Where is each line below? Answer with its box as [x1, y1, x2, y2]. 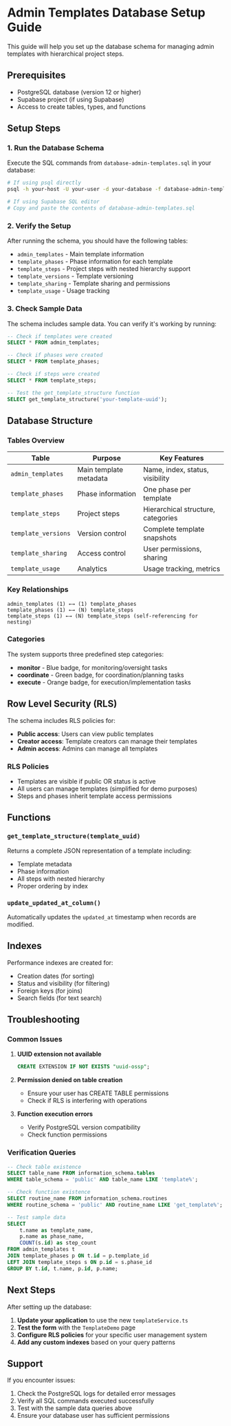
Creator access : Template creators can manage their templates [16, 737, 198, 745]
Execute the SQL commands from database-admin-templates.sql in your [7, 159, 212, 167]
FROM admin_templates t [7, 1246, 76, 1253]
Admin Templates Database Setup [7, 5, 206, 21]
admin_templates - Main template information [16, 250, 144, 258]
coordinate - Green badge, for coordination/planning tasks [16, 671, 184, 679]
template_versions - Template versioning [16, 272, 134, 281]
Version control [77, 529, 127, 538]
